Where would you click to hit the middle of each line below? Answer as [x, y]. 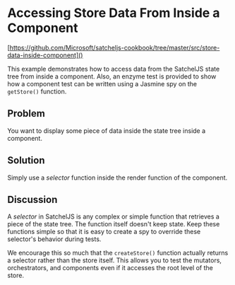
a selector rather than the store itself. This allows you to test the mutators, [115, 260]
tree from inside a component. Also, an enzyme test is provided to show [112, 76]
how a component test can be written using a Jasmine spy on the [102, 83]
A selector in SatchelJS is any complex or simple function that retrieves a [114, 216]
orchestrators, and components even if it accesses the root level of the [110, 268]
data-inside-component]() [45, 55]
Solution [26, 161]
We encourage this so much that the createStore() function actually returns [118, 253]
